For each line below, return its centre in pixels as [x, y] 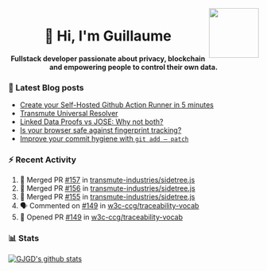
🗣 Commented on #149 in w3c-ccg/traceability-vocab [109, 206]
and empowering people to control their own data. [133, 67]
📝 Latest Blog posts [46, 87]
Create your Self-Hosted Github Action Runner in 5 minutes [117, 105]
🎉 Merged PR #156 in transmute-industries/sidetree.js [108, 188]
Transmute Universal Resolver [69, 114]
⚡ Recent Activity [43, 160]
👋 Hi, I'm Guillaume [108, 36]
